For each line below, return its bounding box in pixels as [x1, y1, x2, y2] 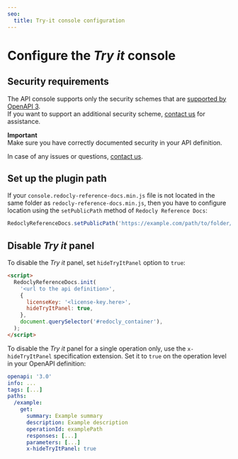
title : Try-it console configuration [13, 17, 125, 24]
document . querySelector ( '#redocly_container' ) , [20, 318, 163, 326]
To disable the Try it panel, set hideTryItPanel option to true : [7, 259, 186, 266]
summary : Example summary [25, 412, 103, 419]
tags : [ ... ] [7, 386, 42, 393]
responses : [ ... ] [25, 432, 78, 439]
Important [7, 130, 38, 139]
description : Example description [25, 419, 129, 426]
